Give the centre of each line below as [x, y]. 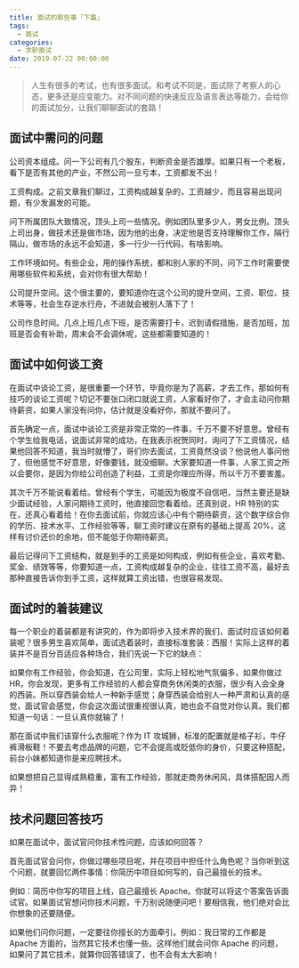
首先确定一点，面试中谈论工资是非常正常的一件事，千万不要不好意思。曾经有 [149, 429]
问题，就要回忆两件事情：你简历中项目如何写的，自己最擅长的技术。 [141, 872]
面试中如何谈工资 [56, 364]
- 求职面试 [35, 51]
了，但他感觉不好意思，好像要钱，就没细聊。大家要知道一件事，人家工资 [141, 462]
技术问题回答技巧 [56, 819]
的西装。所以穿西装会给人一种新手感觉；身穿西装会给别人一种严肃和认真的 [145, 695]
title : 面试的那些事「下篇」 [57, 17]
